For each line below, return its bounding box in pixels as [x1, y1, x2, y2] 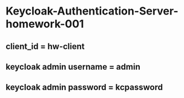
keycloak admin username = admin [5, 62, 140, 72]
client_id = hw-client [5, 41, 85, 51]
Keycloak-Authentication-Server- [5, 4, 179, 18]
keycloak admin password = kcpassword [5, 82, 163, 93]
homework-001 [5, 17, 84, 31]
